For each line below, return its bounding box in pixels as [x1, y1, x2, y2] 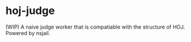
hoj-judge [5, 4, 55, 17]
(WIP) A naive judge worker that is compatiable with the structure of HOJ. [5, 23, 185, 30]
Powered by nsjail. [5, 29, 50, 36]
